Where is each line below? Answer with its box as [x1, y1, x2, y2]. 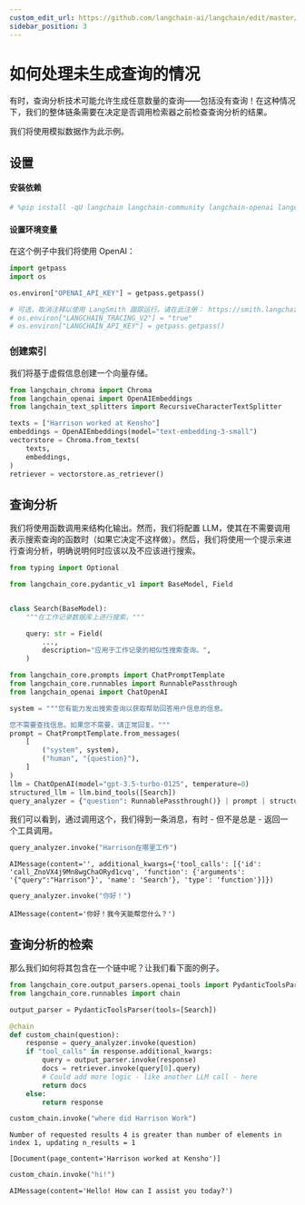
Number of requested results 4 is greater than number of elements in [9, 1131, 282, 1140]
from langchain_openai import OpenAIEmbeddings [9, 394, 193, 403]
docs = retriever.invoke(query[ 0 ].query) [42, 1064, 202, 1073]
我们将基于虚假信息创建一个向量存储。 [9, 367, 152, 378]
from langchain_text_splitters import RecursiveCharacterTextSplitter [9, 402, 282, 411]
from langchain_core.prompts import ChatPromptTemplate [9, 671, 225, 680]
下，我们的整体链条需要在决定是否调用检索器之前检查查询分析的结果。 [9, 106, 272, 118]
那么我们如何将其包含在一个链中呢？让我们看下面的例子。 [9, 963, 224, 973]
